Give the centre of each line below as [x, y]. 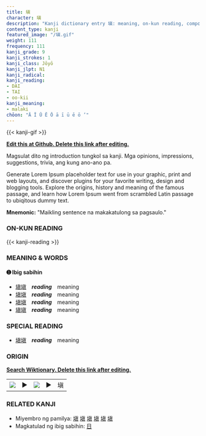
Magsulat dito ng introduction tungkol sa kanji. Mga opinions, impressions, [100, 156]
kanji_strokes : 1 [29, 58]
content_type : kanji [33, 29]
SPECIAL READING [35, 326]
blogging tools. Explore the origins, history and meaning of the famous [95, 187]
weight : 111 [21, 41]
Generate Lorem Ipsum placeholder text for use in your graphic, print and [99, 174]
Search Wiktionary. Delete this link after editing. [69, 370]
